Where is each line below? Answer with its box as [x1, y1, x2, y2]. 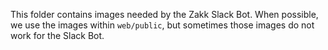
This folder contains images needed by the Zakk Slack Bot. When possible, [10, 9, 319, 20]
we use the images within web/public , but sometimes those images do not [10, 19, 315, 31]
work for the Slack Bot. [10, 30, 105, 41]
